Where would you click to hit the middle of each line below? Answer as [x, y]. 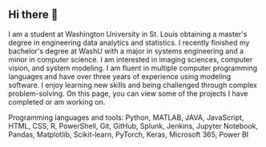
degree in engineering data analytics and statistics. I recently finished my [129, 42]
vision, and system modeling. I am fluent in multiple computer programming [133, 68]
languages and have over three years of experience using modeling [120, 76]
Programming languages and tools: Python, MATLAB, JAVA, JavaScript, [126, 117]
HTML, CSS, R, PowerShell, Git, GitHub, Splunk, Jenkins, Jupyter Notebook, [133, 125]
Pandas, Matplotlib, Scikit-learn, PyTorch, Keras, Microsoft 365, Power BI [129, 134]
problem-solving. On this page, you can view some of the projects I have [128, 93]
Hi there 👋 [33, 15]
